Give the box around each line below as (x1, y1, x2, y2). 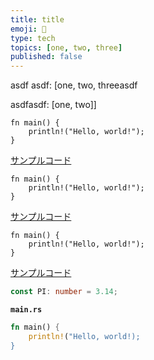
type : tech (10, 33, 56, 43)
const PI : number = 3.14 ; (10, 287, 118, 297)
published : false (10, 52, 83, 62)
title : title (10, 14, 65, 25)
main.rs (10, 305, 43, 315)
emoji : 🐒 (10, 24, 47, 34)
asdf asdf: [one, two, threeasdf (10, 79, 138, 91)
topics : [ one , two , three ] (10, 42, 123, 53)
